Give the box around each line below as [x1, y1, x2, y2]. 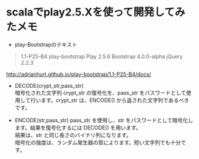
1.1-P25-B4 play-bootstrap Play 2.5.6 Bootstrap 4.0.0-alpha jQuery [20, 53, 183, 60]
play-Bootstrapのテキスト [14, 41, 77, 48]
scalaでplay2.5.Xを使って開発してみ [6, 5, 185, 19]
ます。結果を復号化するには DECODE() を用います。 [14, 124, 141, 131]
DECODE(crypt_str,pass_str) [14, 82, 84, 89]
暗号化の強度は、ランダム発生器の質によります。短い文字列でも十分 [14, 139, 181, 146]
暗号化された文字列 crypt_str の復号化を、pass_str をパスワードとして [14, 89, 187, 96]
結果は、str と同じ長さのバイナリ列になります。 [14, 131, 132, 138]
